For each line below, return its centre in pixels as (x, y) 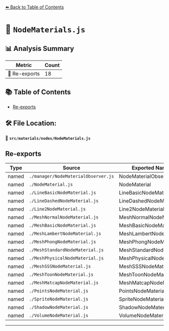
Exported (143, 168)
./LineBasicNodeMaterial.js (63, 193)
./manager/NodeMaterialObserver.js (71, 176)
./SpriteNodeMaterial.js (59, 299)
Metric (24, 65)
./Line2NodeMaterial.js (57, 209)
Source (71, 168)
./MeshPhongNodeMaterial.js (63, 242)
